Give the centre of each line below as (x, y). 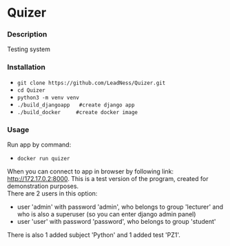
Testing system (29, 49)
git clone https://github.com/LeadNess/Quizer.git (91, 83)
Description (27, 35)
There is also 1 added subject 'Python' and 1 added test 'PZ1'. (94, 235)
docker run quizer (43, 159)
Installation (27, 67)
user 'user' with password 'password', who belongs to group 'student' (116, 222)
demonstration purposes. (43, 186)
